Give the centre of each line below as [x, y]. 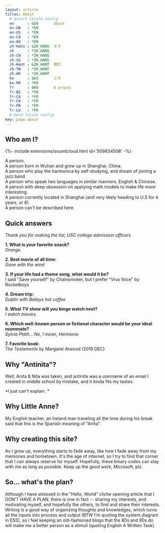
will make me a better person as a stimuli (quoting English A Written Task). [80, 525]
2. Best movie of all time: [31, 259]
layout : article [22, 10]
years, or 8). [17, 203]
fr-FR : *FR [24, 106]
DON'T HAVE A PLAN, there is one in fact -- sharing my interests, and [76, 499]
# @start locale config [34, 19]
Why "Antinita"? [31, 364]
